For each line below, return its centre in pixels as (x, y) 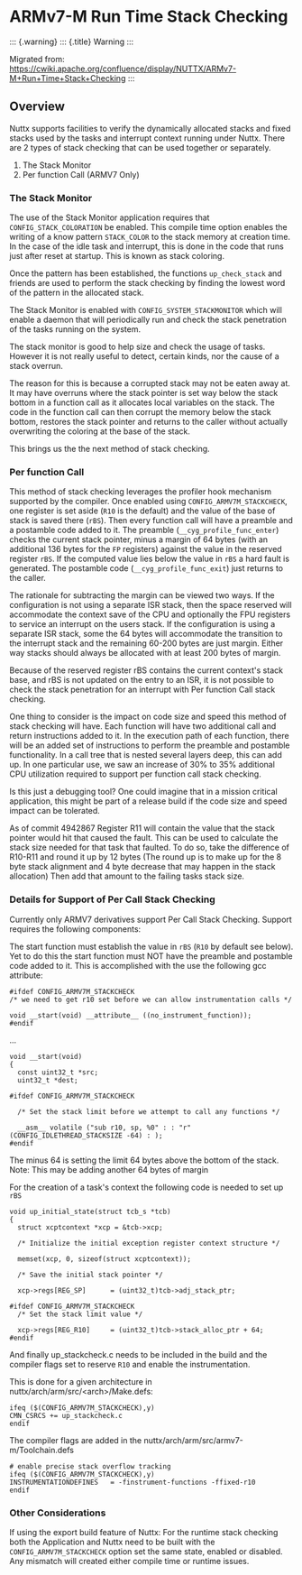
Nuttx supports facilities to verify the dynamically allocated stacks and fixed (150, 128)
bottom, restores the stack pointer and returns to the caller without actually (149, 422)
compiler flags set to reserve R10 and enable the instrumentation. (130, 1364)
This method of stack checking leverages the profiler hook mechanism (141, 492)
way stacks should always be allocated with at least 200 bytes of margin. (145, 653)
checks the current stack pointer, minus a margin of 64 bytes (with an (139, 539)
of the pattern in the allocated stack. (77, 293)
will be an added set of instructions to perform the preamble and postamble (150, 745)
